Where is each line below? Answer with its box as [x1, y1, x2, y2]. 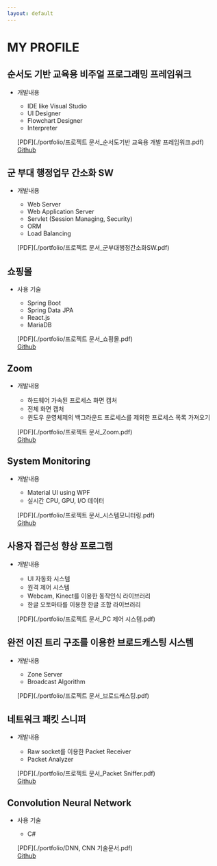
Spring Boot [27, 299, 62, 307]
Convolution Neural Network [7, 797, 132, 808]
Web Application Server [27, 207, 94, 216]
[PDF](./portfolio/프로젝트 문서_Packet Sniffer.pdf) [16, 769, 156, 777]
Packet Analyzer [27, 756, 74, 764]
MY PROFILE [7, 39, 80, 55]
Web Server [27, 200, 62, 209]
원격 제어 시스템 [27, 583, 70, 591]
